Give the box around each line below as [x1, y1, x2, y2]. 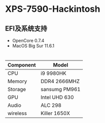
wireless [7, 110, 27, 117]
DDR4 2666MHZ [40, 78, 80, 85]
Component [7, 61, 36, 68]
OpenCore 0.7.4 [12, 38, 44, 43]
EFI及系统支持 [5, 24, 47, 32]
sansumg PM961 [40, 86, 81, 93]
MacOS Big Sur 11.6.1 [12, 43, 55, 49]
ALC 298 [40, 102, 62, 109]
